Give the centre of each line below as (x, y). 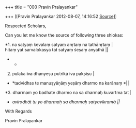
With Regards (19, 111)
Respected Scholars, (26, 26)
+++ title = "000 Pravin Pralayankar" (41, 7)
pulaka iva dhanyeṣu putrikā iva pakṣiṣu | (53, 74)
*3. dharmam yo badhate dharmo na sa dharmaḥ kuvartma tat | (68, 92)
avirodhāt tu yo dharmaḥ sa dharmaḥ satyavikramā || (66, 102)
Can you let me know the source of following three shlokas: (64, 35)
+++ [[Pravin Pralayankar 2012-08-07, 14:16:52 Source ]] (61, 16)
